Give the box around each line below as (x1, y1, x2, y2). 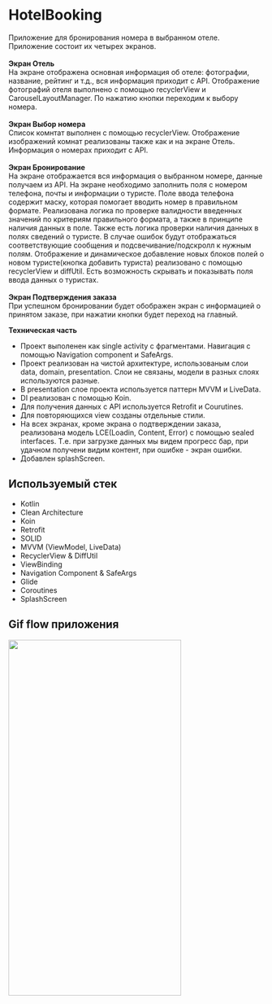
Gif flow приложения (8, 617, 119, 632)
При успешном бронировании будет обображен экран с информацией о (8, 300, 261, 310)
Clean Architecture (19, 507, 84, 517)
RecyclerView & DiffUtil (19, 550, 98, 560)
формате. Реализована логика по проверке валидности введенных (8, 205, 242, 215)
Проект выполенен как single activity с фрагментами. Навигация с (19, 340, 251, 351)
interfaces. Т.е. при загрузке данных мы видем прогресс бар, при (19, 436, 249, 445)
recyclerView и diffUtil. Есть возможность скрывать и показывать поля (8, 266, 253, 276)
